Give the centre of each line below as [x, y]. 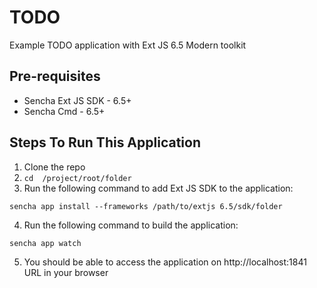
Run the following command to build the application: [131, 225]
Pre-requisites [55, 76]
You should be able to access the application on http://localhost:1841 [165, 262]
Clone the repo [54, 167]
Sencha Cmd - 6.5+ [64, 111]
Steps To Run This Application [105, 142]
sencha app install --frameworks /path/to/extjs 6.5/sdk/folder [146, 206]
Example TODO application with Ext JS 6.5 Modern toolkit [128, 45]
